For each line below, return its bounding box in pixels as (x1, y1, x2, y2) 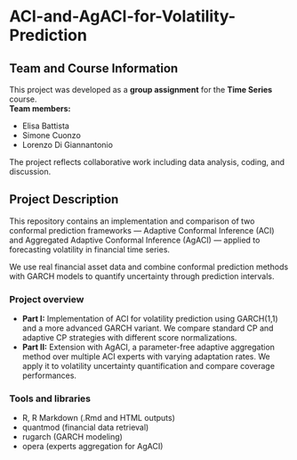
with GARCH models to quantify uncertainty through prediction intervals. (9, 270, 275, 282)
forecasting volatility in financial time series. (9, 243, 171, 255)
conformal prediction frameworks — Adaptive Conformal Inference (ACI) (9, 225, 275, 235)
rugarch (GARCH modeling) (21, 431, 123, 442)
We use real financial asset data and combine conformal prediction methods (9, 261, 289, 272)
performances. (21, 370, 77, 381)
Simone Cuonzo (21, 130, 82, 140)
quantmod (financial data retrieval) (21, 422, 149, 433)
